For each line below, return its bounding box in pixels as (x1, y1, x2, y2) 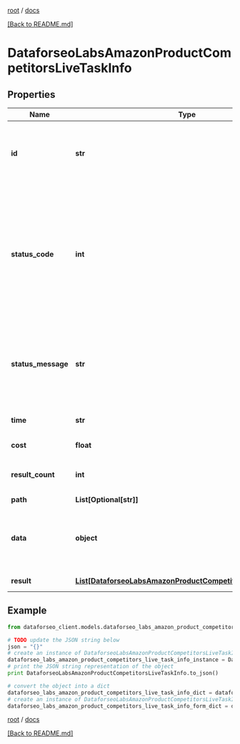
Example (7, 605, 47, 617)
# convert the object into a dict (7, 682, 111, 690)
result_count (11, 470, 55, 479)
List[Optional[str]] (75, 495, 139, 504)
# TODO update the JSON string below (7, 636, 120, 643)
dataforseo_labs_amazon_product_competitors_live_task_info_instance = (7, 656, 225, 663)
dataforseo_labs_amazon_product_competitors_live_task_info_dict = (7, 689, 213, 696)
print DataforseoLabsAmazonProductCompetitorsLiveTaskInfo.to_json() (7, 670, 219, 677)
